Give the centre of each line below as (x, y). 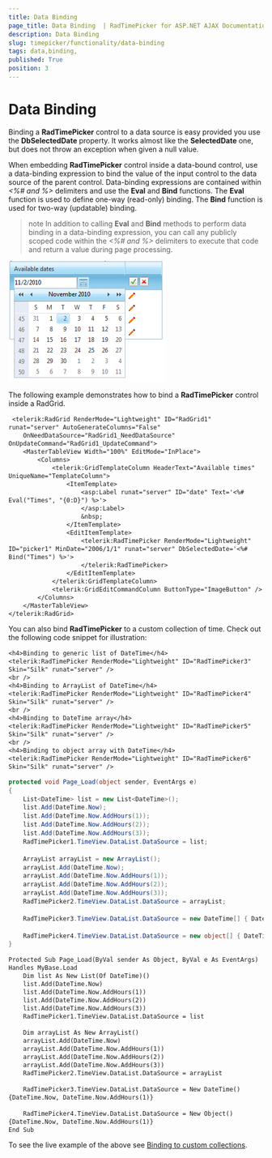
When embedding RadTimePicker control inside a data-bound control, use (133, 165)
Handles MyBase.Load (43, 968)
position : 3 (28, 69)
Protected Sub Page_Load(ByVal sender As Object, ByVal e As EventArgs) (134, 960)
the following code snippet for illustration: (78, 637)
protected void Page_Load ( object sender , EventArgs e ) (103, 782)
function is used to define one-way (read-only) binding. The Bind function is (136, 199)
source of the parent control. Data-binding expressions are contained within (135, 182)
